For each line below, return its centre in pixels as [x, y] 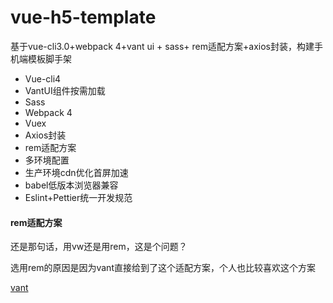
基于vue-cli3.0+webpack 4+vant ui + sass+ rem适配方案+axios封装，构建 [162, 46]
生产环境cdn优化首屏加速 [76, 172]
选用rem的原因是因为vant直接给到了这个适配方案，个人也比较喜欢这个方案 [163, 268]
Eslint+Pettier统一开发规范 [78, 197]
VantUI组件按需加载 [65, 90]
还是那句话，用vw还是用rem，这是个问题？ [99, 247]
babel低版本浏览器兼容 [71, 185]
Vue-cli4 [43, 78]
